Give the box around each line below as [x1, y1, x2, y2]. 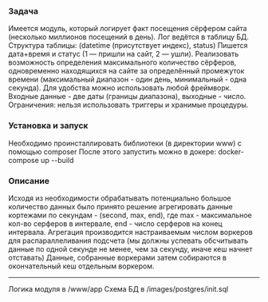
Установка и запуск [8, 120, 89, 131]
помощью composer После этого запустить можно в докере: [8, 146, 217, 157]
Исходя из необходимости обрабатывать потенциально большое [8, 193, 231, 203]
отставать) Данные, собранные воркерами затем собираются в [8, 252, 227, 262]
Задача [8, 6, 38, 17]
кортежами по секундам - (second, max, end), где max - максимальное [8, 210, 253, 220]
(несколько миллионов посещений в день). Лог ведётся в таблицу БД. [8, 32, 250, 42]
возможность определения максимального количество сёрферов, [8, 58, 237, 67]
